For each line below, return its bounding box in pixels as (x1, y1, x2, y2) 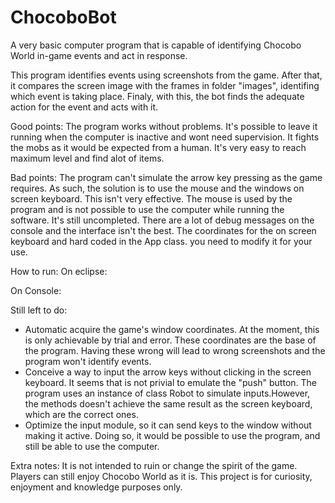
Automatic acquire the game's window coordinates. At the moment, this (24, 323, 320, 335)
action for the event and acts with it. (10, 101, 159, 113)
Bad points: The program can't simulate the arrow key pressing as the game (10, 171, 323, 183)
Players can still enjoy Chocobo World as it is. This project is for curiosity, (10, 470, 313, 482)
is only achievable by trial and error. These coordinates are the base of (24, 334, 317, 346)
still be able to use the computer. (24, 440, 160, 452)
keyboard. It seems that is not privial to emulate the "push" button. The (24, 376, 318, 388)
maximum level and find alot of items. (10, 152, 165, 164)
